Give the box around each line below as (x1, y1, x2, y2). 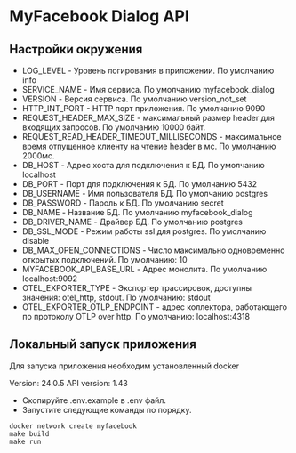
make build (9, 429, 50, 438)
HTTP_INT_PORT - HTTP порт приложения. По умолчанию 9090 (21, 103, 266, 113)
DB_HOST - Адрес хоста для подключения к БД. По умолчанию (21, 160, 265, 170)
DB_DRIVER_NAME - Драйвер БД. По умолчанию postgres (21, 216, 243, 227)
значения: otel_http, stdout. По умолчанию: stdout (21, 292, 211, 303)
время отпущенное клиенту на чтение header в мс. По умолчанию (21, 141, 276, 151)
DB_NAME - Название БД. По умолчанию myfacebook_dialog (21, 207, 253, 217)
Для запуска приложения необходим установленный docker (9, 360, 240, 371)
